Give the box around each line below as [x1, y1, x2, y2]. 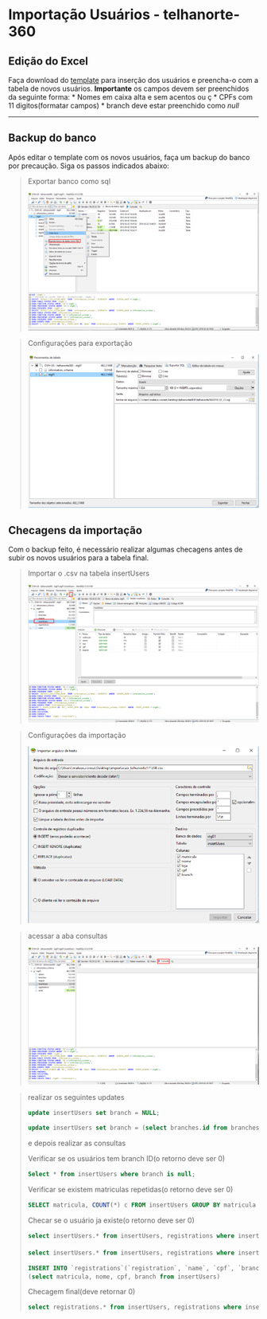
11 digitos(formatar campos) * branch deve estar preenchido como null [8, 101, 240, 110]
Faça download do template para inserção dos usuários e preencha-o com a [8, 76, 259, 84]
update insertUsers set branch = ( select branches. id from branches [27, 1124, 260, 1133]
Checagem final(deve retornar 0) [27, 1287, 136, 1297]
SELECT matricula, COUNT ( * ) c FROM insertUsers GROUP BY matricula [27, 1201, 257, 1209]
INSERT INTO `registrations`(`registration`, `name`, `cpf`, [27, 1264, 235, 1272]
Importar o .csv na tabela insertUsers [27, 568, 149, 578]
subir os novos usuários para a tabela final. [8, 553, 149, 563]
